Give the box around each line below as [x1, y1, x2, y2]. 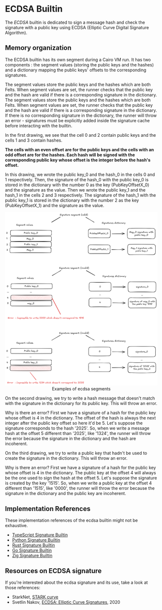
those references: [5, 584, 40, 590]
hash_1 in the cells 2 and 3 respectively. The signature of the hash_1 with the [5, 192, 156, 198]
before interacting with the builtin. [5, 123, 73, 128]
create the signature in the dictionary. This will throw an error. [5, 455, 128, 461]
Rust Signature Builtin [12, 542, 55, 548]
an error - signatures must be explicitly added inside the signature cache [5, 117, 150, 123]
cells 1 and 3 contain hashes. [5, 137, 63, 143]
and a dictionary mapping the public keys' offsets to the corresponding [5, 67, 147, 73]
